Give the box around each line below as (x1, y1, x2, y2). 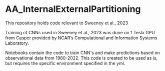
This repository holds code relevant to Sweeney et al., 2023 (5, 20, 128, 26)
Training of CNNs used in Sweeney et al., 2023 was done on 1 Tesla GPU (5, 29, 155, 35)
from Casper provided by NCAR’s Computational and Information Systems (5, 35, 157, 41)
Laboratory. (5, 40, 29, 46)
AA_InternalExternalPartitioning (5, 3, 141, 15)
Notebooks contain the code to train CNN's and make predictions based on (5, 50, 160, 56)
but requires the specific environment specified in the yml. (5, 60, 125, 66)
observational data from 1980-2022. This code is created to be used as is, (5, 55, 158, 61)
